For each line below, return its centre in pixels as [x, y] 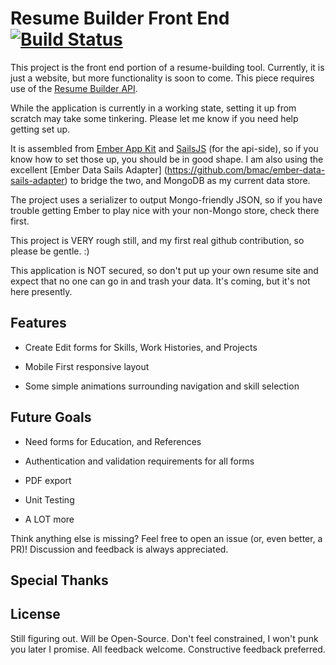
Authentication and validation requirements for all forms [139, 461]
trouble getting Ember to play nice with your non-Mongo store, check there [165, 210]
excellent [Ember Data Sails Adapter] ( [89, 169]
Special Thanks [59, 580]
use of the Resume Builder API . [74, 88]
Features [38, 323]
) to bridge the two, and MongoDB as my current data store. [187, 180]
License [35, 614]
